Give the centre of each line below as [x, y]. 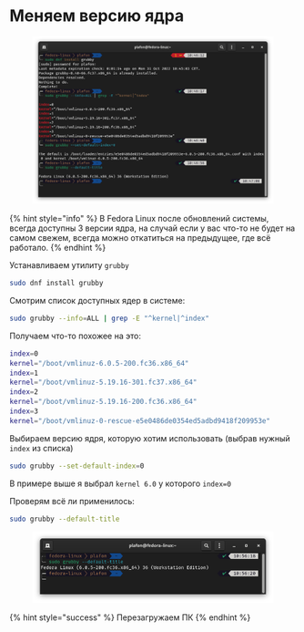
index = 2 [24, 392]
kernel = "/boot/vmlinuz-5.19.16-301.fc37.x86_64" [103, 383]
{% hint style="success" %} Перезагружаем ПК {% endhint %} [130, 617]
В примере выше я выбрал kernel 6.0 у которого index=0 [121, 483]
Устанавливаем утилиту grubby [70, 265]
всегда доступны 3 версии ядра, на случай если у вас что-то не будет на [152, 228]
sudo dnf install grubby [56, 284]
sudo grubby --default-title [65, 519]
